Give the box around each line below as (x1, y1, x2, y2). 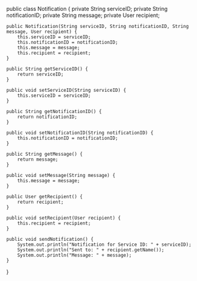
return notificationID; (17, 114, 78, 120)
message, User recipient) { (6, 29, 78, 35)
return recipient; (17, 199, 64, 205)
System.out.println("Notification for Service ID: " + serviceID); (17, 241, 192, 248)
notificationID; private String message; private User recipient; (6, 12, 160, 19)
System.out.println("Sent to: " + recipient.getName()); (17, 247, 165, 253)
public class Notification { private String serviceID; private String (6, 5, 168, 12)
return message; (17, 156, 59, 162)
